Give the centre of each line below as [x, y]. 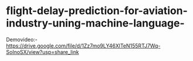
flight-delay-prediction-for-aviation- [97, 11]
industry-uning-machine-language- [96, 23]
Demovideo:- [22, 39]
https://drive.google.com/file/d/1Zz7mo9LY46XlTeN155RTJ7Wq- [83, 46]
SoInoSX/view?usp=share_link [42, 52]
